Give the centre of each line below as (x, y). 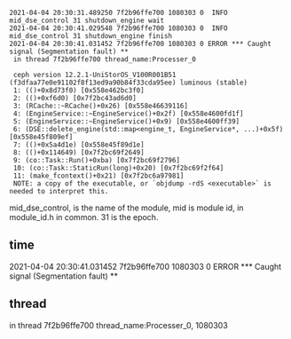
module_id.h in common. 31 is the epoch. (84, 217)
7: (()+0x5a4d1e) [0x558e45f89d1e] (79, 145)
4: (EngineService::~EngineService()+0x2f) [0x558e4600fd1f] (128, 114)
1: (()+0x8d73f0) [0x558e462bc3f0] (79, 91)
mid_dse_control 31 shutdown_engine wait (87, 20)
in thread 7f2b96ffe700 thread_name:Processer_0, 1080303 (118, 325)
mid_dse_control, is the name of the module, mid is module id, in (126, 208)
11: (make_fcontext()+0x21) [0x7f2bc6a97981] (98, 176)
